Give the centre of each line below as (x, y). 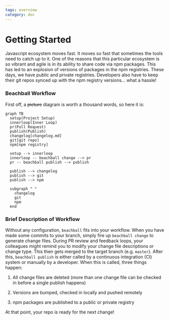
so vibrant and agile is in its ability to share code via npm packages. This (81, 64)
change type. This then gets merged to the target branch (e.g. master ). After (84, 252)
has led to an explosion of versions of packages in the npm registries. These (84, 70)
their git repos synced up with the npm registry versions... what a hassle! (81, 80)
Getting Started (38, 40)
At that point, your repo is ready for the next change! (60, 312)
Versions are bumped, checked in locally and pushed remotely (77, 293)
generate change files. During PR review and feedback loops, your (74, 241)
